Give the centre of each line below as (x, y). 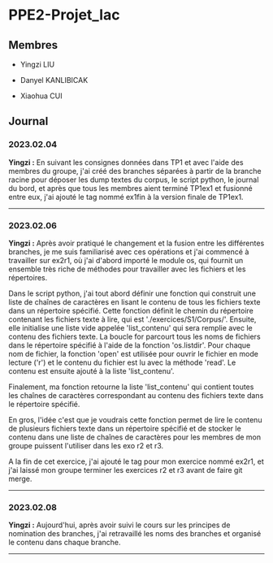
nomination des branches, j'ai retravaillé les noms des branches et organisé (135, 534)
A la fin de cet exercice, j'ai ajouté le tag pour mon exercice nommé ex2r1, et (136, 461)
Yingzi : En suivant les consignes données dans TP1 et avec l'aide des (126, 162)
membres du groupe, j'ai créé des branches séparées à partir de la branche (135, 171)
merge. (20, 479)
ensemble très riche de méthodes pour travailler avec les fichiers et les (127, 269)
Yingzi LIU (37, 64)
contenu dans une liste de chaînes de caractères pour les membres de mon (135, 437)
